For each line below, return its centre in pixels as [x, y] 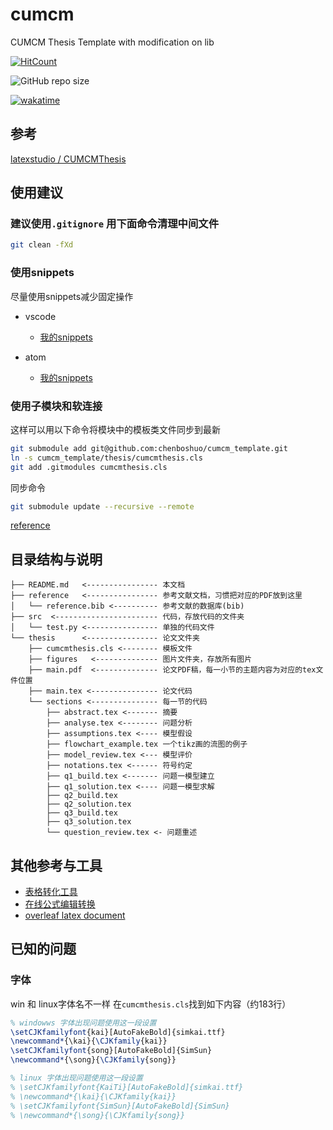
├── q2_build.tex [82, 796]
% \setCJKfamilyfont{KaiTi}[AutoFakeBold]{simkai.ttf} [127, 1087]
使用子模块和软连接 [56, 406]
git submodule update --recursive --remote [102, 506]
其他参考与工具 [56, 865]
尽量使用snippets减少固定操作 [72, 296]
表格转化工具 [51, 892]
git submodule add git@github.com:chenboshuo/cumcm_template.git [149, 448]
